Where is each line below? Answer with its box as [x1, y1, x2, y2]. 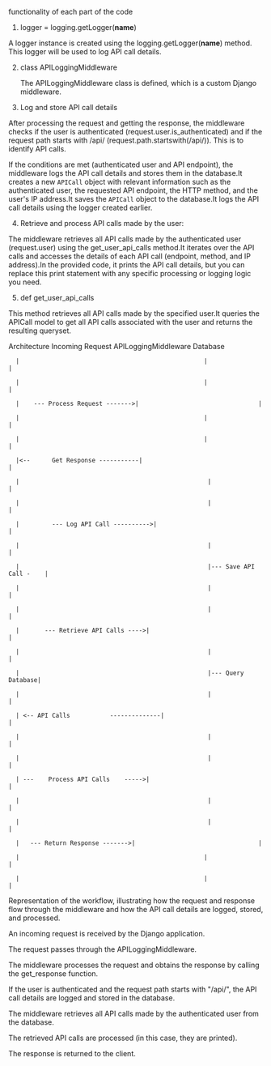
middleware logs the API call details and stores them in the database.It [8, 168, 243, 177]
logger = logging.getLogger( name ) [19, 23, 137, 32]
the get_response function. [8, 969, 99, 979]
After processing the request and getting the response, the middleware [8, 118, 245, 128]
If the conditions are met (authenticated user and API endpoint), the [8, 160, 234, 169]
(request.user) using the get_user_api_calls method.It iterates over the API [8, 243, 255, 252]
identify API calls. [8, 144, 66, 153]
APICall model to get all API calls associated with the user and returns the [8, 318, 253, 326]
